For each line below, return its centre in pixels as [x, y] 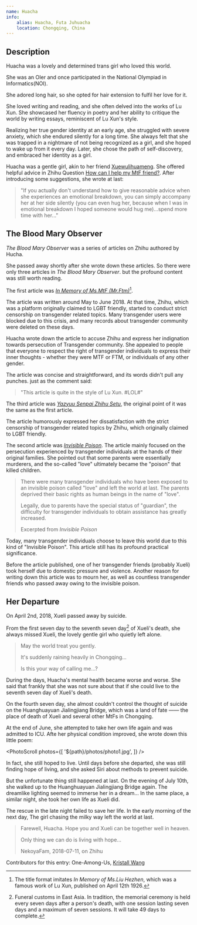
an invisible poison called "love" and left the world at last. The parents [105, 488]
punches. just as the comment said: [49, 381]
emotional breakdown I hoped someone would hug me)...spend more [104, 209]
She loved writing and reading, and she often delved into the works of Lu [94, 106]
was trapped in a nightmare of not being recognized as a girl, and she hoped [98, 143]
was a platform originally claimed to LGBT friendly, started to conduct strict [97, 308]
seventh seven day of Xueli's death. [49, 692]
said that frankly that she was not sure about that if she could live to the [93, 686]
